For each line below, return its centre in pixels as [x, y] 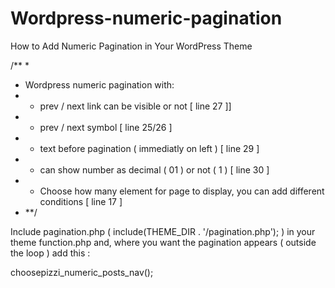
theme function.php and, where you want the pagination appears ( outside [163, 242]
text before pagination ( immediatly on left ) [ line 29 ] [149, 148]
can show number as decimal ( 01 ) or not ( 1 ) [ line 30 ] [154, 169]
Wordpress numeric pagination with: [99, 84]
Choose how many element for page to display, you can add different [182, 191]
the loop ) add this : [50, 253]
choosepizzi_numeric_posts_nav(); [82, 272]
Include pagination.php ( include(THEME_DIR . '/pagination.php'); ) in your [163, 231]
